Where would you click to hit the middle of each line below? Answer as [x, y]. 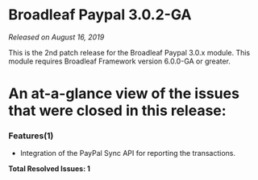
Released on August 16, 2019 [56, 37]
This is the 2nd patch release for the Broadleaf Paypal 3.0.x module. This [129, 52]
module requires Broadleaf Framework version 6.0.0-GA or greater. [120, 61]
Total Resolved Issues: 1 [50, 169]
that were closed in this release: [118, 111]
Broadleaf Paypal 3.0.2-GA [100, 15]
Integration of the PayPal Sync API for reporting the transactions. [128, 153]
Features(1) [31, 136]
